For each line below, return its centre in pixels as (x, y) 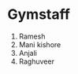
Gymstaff (39, 15)
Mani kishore (40, 44)
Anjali (28, 53)
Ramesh (32, 36)
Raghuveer (36, 61)
